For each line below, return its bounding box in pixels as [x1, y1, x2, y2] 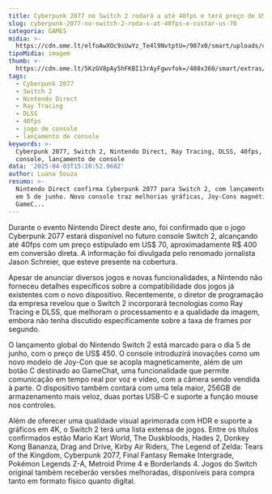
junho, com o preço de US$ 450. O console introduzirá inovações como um [8, 348, 261, 358]
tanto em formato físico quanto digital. [8, 475, 136, 486]
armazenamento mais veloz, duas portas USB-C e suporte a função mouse [8, 391, 259, 401]
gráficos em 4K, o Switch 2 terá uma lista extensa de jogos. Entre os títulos [8, 424, 259, 434]
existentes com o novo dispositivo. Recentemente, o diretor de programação [8, 289, 264, 300]
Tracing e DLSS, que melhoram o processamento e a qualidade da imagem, [8, 307, 261, 317]
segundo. [8, 324, 40, 334]
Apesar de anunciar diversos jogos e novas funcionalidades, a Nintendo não [8, 272, 263, 282]
